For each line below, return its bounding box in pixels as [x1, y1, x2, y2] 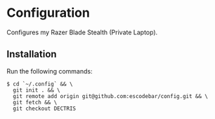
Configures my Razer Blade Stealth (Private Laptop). [6, 28, 158, 36]
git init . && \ [13, 86, 60, 94]
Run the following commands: [6, 66, 93, 75]
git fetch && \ [13, 99, 58, 106]
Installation [6, 48, 57, 60]
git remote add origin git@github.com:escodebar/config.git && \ [13, 92, 209, 99]
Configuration [6, 5, 91, 21]
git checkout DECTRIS [13, 105, 77, 112]
